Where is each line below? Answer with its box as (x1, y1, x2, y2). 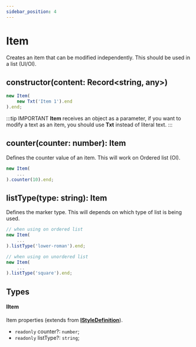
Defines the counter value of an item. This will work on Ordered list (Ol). (6, 154, 181, 161)
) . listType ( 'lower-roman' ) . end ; (6, 243, 86, 249)
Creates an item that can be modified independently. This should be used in (6, 54, 191, 61)
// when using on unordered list (6, 253, 89, 260)
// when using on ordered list (6, 227, 83, 233)
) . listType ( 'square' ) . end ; (6, 270, 73, 276)
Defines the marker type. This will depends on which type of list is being (6, 209, 182, 216)
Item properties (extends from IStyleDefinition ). (6, 316, 123, 323)
